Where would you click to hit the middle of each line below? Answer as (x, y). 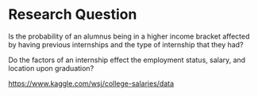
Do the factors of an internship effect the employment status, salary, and (127, 60)
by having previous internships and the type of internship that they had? (126, 44)
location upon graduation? (51, 68)
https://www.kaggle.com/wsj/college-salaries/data (91, 83)
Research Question (73, 15)
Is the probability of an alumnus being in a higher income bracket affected (129, 36)
